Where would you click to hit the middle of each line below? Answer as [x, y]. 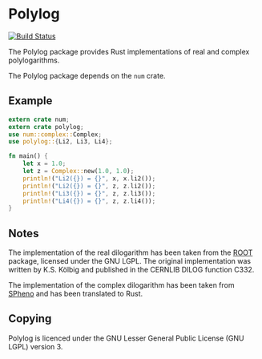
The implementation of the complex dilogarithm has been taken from [121, 285]
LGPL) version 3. [36, 346]
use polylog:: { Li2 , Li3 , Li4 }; [60, 142]
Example [30, 101]
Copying [30, 319]
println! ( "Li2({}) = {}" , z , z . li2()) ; [89, 186]
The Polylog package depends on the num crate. [87, 75]
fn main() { [28, 156]
